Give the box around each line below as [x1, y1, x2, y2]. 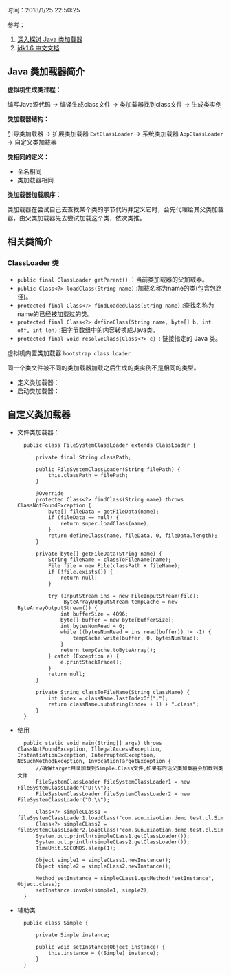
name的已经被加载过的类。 [16, 309, 94, 318]
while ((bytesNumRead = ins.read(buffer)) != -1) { [60, 629, 212, 636]
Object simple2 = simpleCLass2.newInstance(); [35, 863, 172, 870]
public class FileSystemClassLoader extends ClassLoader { [23, 442, 197, 449]
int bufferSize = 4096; [60, 611, 129, 618]
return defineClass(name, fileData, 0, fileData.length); [47, 532, 218, 539]
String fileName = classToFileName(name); [47, 556, 172, 563]
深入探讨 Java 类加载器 [16, 35, 82, 43]
